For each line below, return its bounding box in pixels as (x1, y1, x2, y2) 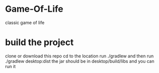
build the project (5, 37, 74, 48)
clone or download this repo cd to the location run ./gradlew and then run (5, 53, 154, 59)
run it (5, 63, 16, 69)
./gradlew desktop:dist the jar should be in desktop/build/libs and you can (5, 58, 155, 64)
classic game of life (5, 20, 45, 25)
